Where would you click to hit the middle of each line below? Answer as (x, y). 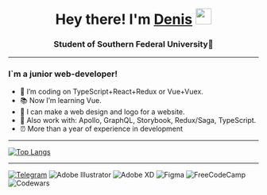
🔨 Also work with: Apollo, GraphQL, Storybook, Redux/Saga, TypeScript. (138, 120)
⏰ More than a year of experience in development (101, 128)
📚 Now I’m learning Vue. (60, 100)
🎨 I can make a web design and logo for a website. (102, 112)
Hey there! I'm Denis (124, 19)
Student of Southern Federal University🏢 (133, 44)
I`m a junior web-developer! (63, 74)
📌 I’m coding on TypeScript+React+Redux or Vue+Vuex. (112, 91)
